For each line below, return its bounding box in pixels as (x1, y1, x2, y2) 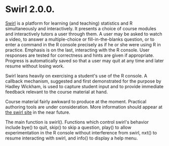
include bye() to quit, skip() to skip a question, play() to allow (5, 124, 132, 130)
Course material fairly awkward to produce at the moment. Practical (5, 98, 147, 104)
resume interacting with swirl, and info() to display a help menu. (5, 135, 138, 141)
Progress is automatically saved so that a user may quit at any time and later (5, 57, 164, 63)
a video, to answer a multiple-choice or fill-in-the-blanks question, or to (5, 36, 155, 42)
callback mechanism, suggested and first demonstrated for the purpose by (5, 78, 161, 84)
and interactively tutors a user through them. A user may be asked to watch (5, 31, 162, 37)
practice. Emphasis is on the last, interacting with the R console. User (5, 47, 150, 53)
